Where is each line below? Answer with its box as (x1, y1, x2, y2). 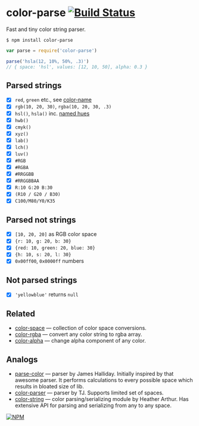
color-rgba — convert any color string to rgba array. (14, 331, 142, 338)
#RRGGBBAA (14, 178, 40, 184)
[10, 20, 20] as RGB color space (14, 231, 97, 238)
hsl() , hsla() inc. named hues (14, 110, 90, 117)
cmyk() (14, 124, 32, 130)
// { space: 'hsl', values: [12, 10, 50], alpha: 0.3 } (6, 64, 148, 70)
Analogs (6, 355, 38, 365)
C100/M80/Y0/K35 (14, 198, 55, 204)
